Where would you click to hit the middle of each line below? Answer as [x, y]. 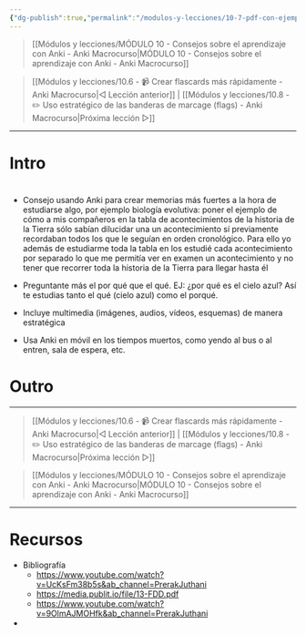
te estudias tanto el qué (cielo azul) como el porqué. [120, 295]
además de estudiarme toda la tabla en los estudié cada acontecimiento [158, 248]
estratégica [44, 323]
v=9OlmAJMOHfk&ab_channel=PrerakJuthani [122, 613]
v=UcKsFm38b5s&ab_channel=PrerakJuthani [122, 584]
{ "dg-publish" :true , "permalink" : [73, 18]
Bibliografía [44, 565]
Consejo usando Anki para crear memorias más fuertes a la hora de [149, 200]
